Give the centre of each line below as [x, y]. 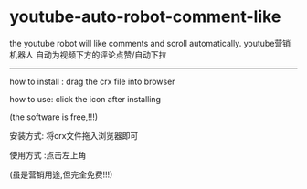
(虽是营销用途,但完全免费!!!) [61, 174]
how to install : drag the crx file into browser [92, 81]
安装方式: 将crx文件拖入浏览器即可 [74, 135]
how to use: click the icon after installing [85, 99]
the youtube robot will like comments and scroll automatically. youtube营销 [150, 43]
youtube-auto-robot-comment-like [145, 17]
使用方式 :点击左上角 [48, 155]
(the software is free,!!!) [54, 117]
